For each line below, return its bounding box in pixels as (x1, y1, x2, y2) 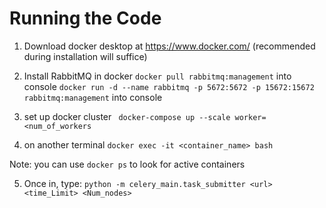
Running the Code (9, 7, 162, 30)
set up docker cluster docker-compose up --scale (23, 110, 231, 122)
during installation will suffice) (23, 50, 148, 62)
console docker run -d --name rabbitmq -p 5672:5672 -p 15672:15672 (23, 80, 315, 92)
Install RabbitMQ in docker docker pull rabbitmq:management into (23, 70, 292, 82)
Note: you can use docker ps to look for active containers (9, 158, 246, 170)
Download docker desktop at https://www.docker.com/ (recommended (23, 40, 316, 52)
